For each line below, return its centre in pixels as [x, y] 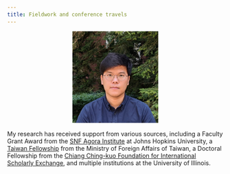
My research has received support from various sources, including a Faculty [115, 134]
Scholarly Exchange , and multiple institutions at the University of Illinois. [109, 163]
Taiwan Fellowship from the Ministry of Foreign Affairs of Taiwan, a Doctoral [114, 149]
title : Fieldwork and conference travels [67, 14]
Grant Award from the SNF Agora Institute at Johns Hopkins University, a [110, 141]
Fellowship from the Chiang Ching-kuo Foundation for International [102, 156]
